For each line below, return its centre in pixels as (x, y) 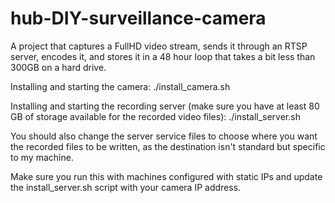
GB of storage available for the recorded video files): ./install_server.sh (155, 116)
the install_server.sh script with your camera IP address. (126, 187)
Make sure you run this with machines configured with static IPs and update (166, 176)
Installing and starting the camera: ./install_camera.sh (120, 86)
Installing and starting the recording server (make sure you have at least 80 (165, 106)
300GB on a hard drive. (58, 67)
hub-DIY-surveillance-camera (138, 18)
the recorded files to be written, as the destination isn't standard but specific (168, 146)
